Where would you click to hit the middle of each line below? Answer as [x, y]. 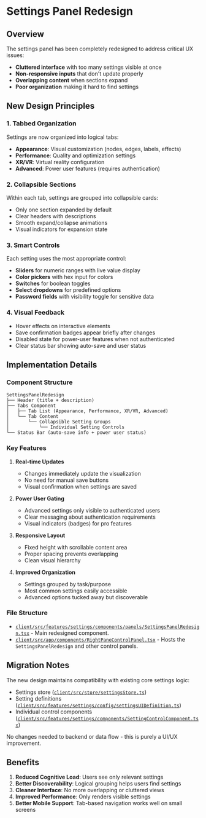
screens [25, 810]
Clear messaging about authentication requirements [90, 517]
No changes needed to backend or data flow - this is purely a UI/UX [92, 736]
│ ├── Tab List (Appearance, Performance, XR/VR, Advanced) [87, 411]
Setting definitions [38, 698]
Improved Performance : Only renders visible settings [83, 796]
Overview [25, 34]
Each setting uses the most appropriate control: [67, 259]
